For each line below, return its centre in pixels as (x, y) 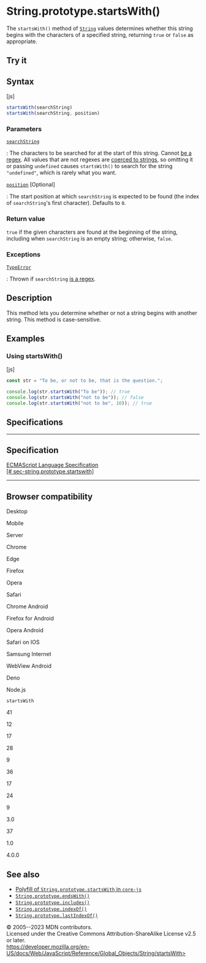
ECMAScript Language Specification (52, 465)
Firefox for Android (30, 619)
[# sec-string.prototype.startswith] (50, 471)
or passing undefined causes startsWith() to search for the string (90, 166)
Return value (26, 219)
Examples (25, 338)
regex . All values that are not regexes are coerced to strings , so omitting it (100, 160)
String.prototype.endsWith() (52, 896)
